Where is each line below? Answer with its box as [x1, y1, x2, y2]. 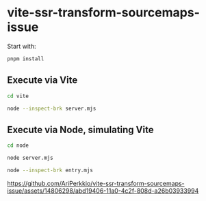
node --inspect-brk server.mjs [7, 105, 96, 112]
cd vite [7, 93, 29, 99]
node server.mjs [7, 154, 53, 162]
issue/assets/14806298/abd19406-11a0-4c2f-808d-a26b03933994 [7, 187, 199, 195]
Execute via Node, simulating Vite [7, 123, 154, 135]
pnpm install [7, 55, 44, 62]
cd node [7, 142, 29, 149]
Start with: [7, 42, 36, 50]
